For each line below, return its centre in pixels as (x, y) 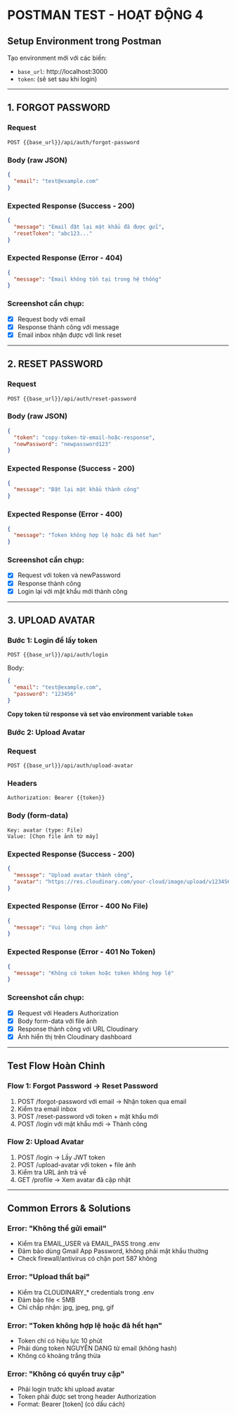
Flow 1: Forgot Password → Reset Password (83, 1086)
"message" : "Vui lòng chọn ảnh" (61, 927)
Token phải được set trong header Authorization (87, 1397)
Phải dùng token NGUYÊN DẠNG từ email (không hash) (97, 1348)
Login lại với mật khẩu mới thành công (72, 591)
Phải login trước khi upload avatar (66, 1389)
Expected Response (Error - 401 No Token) (81, 952)
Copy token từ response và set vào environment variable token (100, 713)
